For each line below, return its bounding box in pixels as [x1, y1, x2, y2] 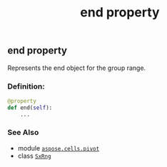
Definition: [7, 81, 45, 91]
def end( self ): [7, 104, 53, 111]
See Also [7, 128, 39, 138]
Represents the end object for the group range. [7, 64, 146, 72]
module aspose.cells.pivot [17, 143, 100, 152]
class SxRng [17, 151, 51, 160]
